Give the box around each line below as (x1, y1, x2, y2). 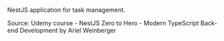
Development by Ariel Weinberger (19, 27, 117, 34)
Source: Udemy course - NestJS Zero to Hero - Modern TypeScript (7, 19, 199, 27)
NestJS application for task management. (7, 6, 126, 14)
